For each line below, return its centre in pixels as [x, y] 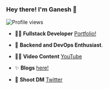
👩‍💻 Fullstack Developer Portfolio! [55, 34]
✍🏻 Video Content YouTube [48, 57]
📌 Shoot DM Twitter [39, 80]
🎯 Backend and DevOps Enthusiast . [59, 45]
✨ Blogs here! [32, 68]
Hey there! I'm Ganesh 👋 [42, 9]
